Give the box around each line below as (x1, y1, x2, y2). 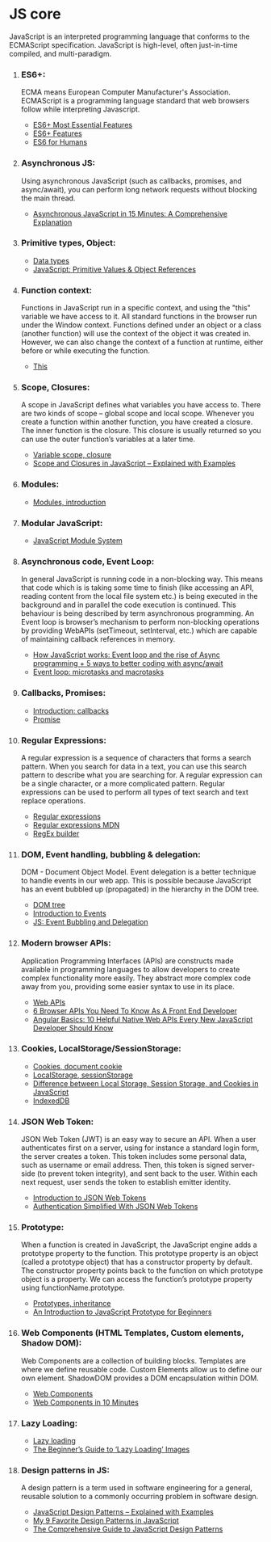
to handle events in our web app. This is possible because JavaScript (20, 876, 252, 886)
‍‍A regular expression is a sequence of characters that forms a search (20, 752, 252, 762)
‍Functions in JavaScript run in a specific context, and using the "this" (20, 303, 251, 313)
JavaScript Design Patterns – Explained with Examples (32, 1507, 215, 1517)
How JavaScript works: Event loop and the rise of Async (32, 650, 221, 659)
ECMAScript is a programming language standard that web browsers (20, 96, 250, 106)
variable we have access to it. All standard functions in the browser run (20, 312, 257, 322)
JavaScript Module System (32, 536, 123, 546)
